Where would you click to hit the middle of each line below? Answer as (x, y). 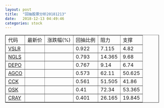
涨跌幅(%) (59, 40)
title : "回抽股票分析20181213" (36, 14)
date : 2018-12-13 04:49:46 (35, 18)
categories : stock (24, 23)
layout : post (18, 9)
